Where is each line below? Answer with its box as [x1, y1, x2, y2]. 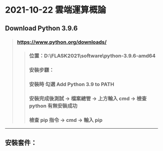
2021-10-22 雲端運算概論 [5, 4, 106, 16]
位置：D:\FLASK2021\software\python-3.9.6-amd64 [29, 52, 156, 59]
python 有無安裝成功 [29, 102, 78, 109]
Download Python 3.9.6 [5, 24, 78, 32]
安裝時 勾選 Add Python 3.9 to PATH [29, 81, 114, 88]
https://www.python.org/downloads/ [16, 38, 107, 45]
